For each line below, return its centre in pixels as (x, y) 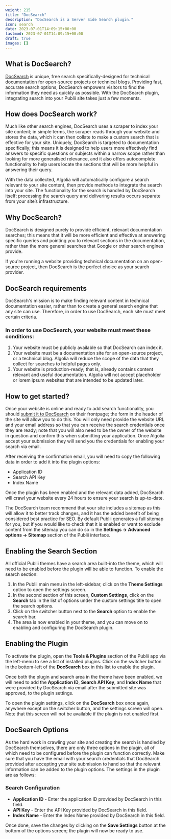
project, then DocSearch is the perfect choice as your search (85, 267)
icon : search (19, 24)
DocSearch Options (37, 730)
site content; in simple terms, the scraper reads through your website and (82, 132)
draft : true (18, 39)
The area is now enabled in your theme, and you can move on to (80, 622)
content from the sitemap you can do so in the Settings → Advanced (78, 530)
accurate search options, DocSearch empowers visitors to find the (75, 87)
